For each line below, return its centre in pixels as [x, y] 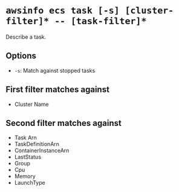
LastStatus [28, 157]
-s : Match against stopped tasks [55, 70]
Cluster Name [31, 104]
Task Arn [26, 137]
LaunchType [30, 183]
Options [21, 56]
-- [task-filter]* [100, 22]
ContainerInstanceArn [42, 151]
